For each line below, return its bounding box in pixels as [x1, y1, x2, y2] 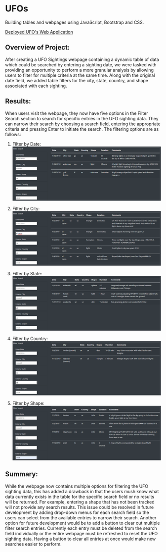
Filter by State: [12, 270, 42, 276]
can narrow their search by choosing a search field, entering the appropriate [5, 121, 161, 127]
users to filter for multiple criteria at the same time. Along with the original [5, 72, 155, 78]
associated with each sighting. [5, 83, 67, 89]
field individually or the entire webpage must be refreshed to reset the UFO [5, 530, 158, 536]
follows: [5, 131, 21, 137]
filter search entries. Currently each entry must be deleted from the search [5, 525, 157, 531]
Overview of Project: [5, 43, 70, 52]
